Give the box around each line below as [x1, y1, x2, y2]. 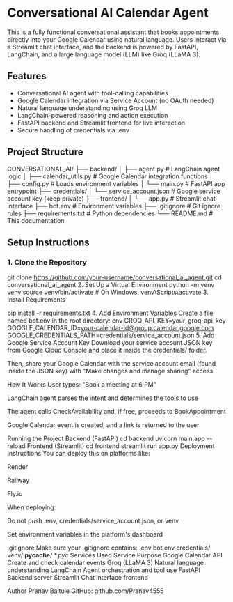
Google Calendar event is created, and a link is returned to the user [7, 421, 200, 429]
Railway [7, 476, 30, 485]
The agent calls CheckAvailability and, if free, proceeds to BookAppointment [7, 408, 226, 416]
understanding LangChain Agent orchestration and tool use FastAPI [7, 566, 200, 574]
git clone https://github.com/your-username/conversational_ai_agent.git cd [7, 273, 223, 281]
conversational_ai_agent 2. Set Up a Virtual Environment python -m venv [7, 281, 215, 289]
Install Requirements [7, 295, 66, 304]
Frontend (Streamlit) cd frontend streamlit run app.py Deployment [26, 442, 215, 450]
